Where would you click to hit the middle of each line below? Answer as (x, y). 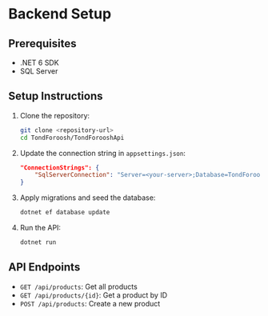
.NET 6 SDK (39, 62)
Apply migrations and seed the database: (88, 198)
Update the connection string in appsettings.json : (103, 153)
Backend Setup (60, 14)
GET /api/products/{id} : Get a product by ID (94, 295)
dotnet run (38, 242)
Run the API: (40, 228)
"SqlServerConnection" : (74, 175)
